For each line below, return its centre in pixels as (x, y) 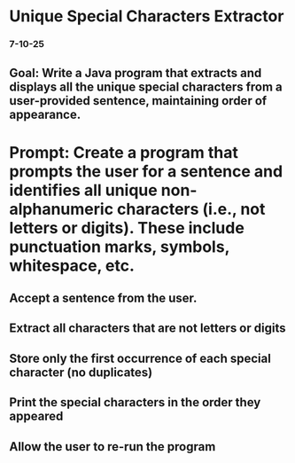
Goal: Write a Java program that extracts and (136, 73)
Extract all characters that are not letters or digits (147, 329)
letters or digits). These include (127, 228)
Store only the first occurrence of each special (140, 358)
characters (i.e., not (191, 209)
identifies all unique (83, 190)
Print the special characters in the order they (135, 402)
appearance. (45, 114)
